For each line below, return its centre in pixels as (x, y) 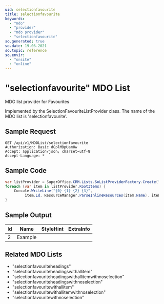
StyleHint (52, 229)
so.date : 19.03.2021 (26, 46)
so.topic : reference (26, 50)
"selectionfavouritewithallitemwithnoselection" (59, 292)
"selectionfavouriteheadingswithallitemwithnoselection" (68, 277)
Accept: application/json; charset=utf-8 (48, 151)
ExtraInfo (79, 229)
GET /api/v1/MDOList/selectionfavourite (47, 143)
